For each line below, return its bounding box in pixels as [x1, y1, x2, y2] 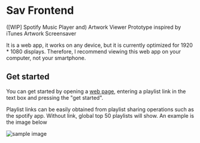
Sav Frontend [6, 4, 74, 17]
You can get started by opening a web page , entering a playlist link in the [6, 88, 186, 95]
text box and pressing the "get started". [6, 94, 104, 101]
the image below [6, 118, 47, 126]
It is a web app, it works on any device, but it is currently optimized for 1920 [6, 41, 193, 49]
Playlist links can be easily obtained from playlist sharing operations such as [6, 106, 195, 113]
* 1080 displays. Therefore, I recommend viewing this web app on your [6, 47, 181, 55]
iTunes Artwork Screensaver [6, 29, 77, 37]
